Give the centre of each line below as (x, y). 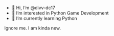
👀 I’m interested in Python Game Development (60, 13)
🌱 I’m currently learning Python (44, 18)
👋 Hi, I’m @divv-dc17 (33, 8)
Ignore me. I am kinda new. (33, 28)
